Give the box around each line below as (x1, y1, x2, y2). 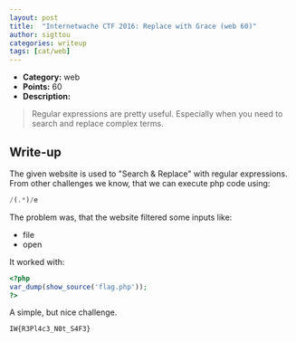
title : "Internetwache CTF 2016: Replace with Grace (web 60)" (9, 22, 257, 31)
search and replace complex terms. (31, 119, 165, 129)
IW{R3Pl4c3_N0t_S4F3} (9, 325, 91, 334)
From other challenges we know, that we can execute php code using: (9, 177, 271, 188)
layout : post (9, 13, 59, 23)
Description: (22, 91, 71, 102)
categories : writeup (9, 38, 88, 48)
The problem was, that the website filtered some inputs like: (9, 212, 233, 223)
